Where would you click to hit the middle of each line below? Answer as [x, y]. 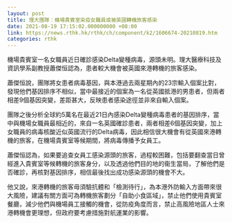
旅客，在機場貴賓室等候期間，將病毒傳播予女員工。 [91, 140]
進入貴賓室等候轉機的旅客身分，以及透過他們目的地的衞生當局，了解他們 [116, 164]
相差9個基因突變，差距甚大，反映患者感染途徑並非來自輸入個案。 [100, 100]
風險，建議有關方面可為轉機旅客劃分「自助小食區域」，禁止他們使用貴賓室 [117, 195]
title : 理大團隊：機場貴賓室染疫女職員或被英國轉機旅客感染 [82, 20]
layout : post [26, 13]
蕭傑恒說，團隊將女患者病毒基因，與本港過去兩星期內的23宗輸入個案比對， [114, 83]
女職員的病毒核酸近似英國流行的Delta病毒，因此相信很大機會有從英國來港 [112, 132]
